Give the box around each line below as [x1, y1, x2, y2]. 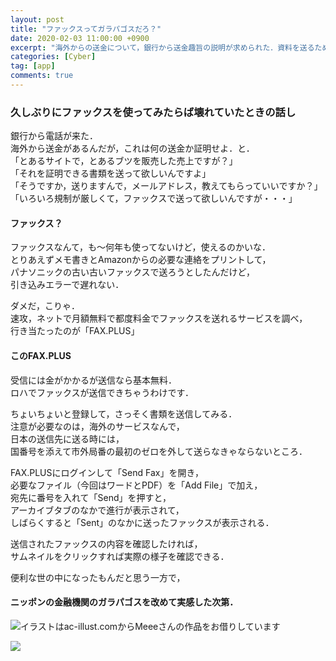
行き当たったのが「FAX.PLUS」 [10, 325, 140, 337]
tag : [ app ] [10, 61, 56, 71]
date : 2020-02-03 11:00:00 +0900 [10, 33, 150, 43]
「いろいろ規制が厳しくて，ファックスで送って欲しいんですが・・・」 [10, 192, 298, 205]
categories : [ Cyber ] [10, 52, 97, 62]
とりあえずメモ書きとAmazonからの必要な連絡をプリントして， [10, 254, 272, 266]
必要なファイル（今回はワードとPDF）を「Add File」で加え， [10, 479, 263, 491]
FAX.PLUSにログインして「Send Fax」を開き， [10, 466, 205, 478]
